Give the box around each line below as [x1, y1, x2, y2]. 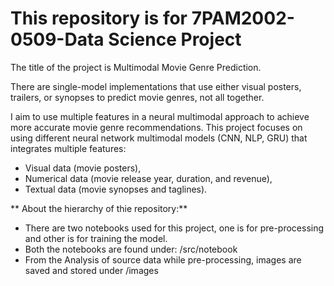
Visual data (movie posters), [24, 162, 142, 174]
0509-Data [10, 28, 105, 51]
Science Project [108, 28, 242, 51]
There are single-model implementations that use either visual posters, [10, 80, 302, 92]
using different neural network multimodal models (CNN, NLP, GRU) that [10, 132, 308, 144]
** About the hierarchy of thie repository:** [10, 202, 188, 214]
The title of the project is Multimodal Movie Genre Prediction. [10, 61, 262, 73]
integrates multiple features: [10, 142, 127, 154]
